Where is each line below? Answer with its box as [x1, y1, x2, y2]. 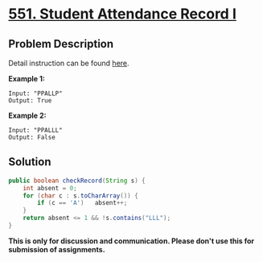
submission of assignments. [8, 244, 106, 254]
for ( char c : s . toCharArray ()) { [23, 191, 138, 200]
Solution [8, 155, 51, 169]
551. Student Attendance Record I [8, 5, 237, 23]
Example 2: [8, 110, 47, 120]
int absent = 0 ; [23, 184, 78, 192]
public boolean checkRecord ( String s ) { [8, 177, 146, 185]
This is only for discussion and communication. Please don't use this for [8, 235, 255, 246]
